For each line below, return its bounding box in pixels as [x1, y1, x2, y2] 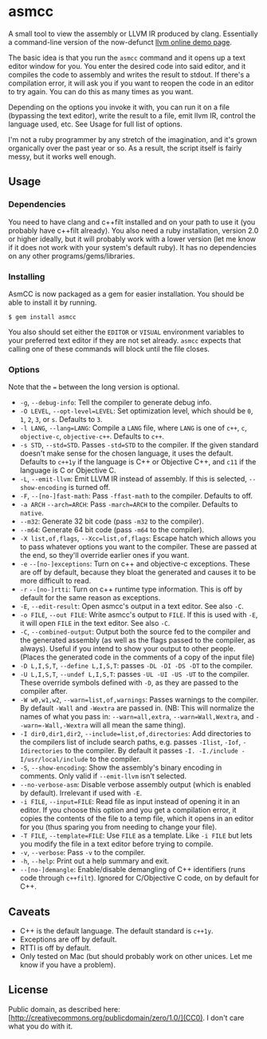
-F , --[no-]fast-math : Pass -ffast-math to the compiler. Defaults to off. [19, 491, 253, 501]
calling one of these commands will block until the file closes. [8, 344, 210, 353]
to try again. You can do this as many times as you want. [8, 86, 194, 96]
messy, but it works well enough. [8, 151, 116, 161]
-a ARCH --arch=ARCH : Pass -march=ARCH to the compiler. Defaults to [19, 500, 238, 509]
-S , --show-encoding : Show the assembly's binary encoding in [19, 762, 222, 773]
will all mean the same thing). [89, 720, 186, 730]
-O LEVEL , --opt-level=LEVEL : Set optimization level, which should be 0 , [19, 406, 253, 416]
